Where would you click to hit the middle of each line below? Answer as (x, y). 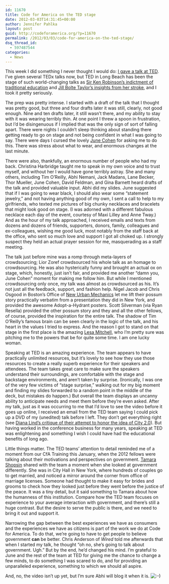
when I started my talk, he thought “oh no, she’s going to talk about (75, 544)
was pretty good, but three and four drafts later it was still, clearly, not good (84, 108)
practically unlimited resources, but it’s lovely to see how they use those (80, 358)
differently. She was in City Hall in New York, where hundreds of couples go (84, 470)
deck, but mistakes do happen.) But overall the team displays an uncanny (81, 396)
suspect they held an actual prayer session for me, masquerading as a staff (83, 242)
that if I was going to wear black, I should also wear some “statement (77, 193)
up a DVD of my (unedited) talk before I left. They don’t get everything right (83, 417)
